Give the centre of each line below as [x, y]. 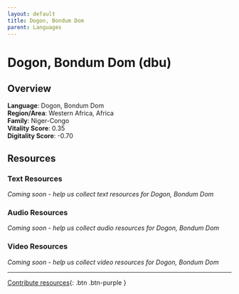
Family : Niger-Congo [38, 121]
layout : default [31, 14]
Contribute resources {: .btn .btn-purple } [67, 283]
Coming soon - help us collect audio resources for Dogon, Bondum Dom [113, 228]
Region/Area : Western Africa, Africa [60, 113]
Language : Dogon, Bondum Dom [56, 106]
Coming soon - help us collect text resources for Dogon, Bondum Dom [111, 194]
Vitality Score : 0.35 [36, 128]
